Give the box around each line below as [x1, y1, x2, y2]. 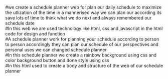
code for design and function [5, 31, 65, 36]
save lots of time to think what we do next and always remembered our [5, 15, 152, 20]
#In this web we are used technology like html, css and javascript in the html [5, 25, 163, 31]
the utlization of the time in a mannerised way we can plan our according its [5, 9, 162, 15]
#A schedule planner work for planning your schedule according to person [5, 36, 159, 42]
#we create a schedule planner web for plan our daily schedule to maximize [5, 4, 162, 10]
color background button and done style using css [5, 57, 109, 63]
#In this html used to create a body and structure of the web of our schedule [5, 62, 163, 68]
